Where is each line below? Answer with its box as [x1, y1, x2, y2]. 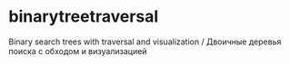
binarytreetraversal [8, 6, 159, 27]
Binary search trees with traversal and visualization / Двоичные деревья [8, 36, 282, 47]
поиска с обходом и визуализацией [8, 45, 147, 56]
